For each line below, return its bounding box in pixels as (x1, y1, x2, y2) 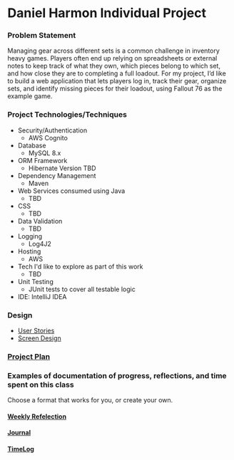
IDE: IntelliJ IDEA (17, 292, 67, 300)
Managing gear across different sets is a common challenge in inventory (7, 46, 220, 55)
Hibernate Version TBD (28, 164, 96, 172)
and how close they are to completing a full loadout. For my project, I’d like (7, 69, 226, 78)
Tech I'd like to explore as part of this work (17, 262, 144, 271)
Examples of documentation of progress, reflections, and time (7, 370, 227, 380)
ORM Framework (17, 156, 68, 164)
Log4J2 (28, 239, 52, 248)
